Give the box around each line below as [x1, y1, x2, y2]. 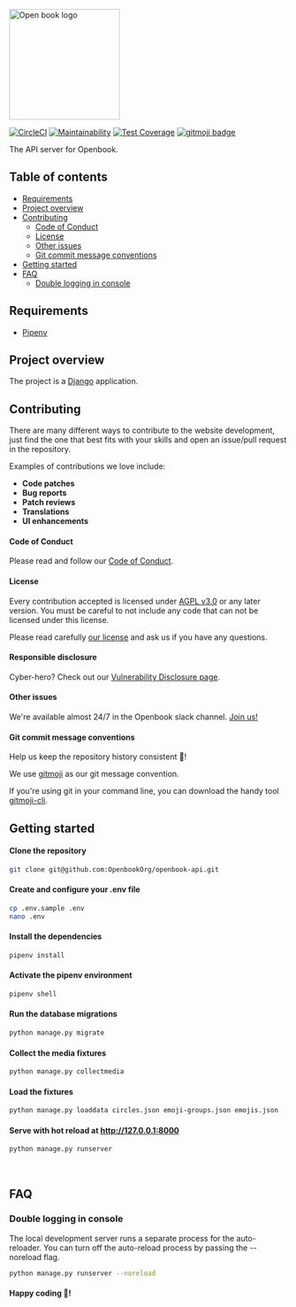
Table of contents [9, 170, 108, 185]
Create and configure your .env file [9, 884, 140, 895]
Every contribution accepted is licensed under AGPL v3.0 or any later [9, 596, 261, 606]
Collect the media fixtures [9, 1048, 107, 1058]
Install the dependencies [9, 931, 102, 942]
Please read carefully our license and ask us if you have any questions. [9, 632, 268, 642]
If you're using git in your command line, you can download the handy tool [9, 786, 280, 796]
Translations [21, 506, 70, 517]
